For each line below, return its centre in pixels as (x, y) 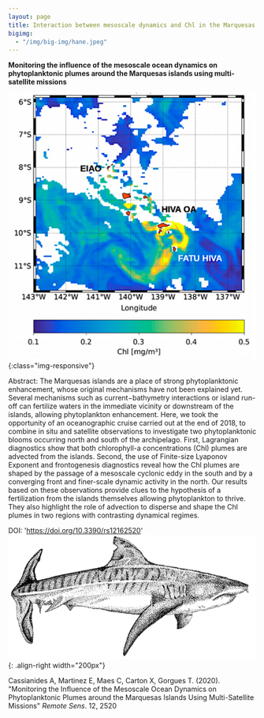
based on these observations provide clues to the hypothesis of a (115, 490)
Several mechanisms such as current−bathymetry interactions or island (124, 397)
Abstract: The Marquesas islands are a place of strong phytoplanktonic (123, 381)
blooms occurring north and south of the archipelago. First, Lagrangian (123, 439)
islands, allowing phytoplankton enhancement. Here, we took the (113, 414)
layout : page (30, 17)
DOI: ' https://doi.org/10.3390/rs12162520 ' (76, 530)
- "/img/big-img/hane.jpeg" (61, 42)
